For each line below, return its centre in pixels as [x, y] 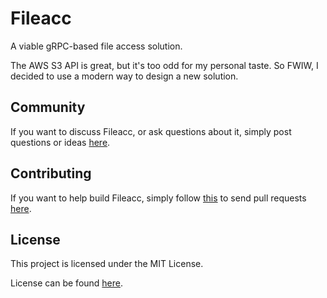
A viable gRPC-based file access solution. [96, 46]
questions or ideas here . [60, 142]
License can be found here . [67, 283]
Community [48, 107]
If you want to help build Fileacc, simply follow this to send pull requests [158, 198]
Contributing [51, 173]
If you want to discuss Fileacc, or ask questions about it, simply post [151, 131]
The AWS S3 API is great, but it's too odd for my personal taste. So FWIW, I [164, 65]
